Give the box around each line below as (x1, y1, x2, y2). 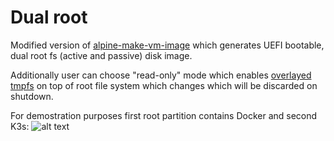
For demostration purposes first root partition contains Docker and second (10, 109, 318, 121)
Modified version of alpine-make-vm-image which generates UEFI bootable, (10, 39, 325, 51)
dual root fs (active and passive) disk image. (10, 49, 193, 61)
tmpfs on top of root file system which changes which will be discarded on (10, 79, 318, 91)
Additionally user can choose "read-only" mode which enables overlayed (10, 69, 312, 81)
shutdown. (10, 90, 54, 102)
